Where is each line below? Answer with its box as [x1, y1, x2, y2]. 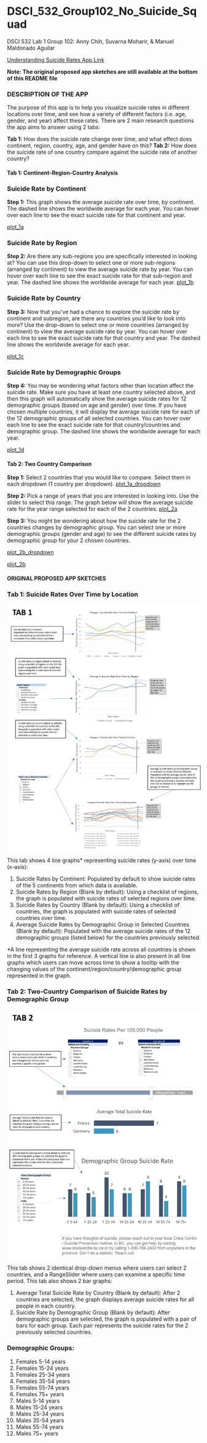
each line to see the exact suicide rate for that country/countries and [7, 421, 181, 428]
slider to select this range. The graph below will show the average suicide [7, 499, 193, 506]
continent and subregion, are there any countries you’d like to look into [7, 315, 186, 322]
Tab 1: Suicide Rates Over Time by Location [7, 590, 139, 599]
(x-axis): [7, 863, 28, 871]
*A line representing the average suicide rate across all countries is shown [7, 946, 196, 953]
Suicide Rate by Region [7, 238, 77, 247]
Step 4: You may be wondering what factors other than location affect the [7, 382, 194, 390]
